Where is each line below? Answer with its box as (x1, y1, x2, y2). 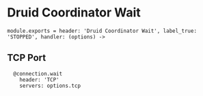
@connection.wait (13, 70, 63, 77)
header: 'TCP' (19, 76, 59, 83)
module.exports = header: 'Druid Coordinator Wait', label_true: (7, 27, 197, 34)
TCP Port (7, 52, 46, 64)
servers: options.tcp (19, 82, 81, 89)
